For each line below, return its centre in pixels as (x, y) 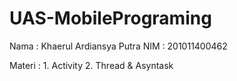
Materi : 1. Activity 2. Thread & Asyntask (91, 65)
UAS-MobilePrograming (110, 18)
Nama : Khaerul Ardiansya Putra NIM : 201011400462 (118, 46)
